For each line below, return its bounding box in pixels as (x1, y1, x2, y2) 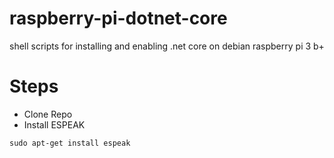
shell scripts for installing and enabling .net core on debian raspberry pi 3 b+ (9, 40, 325, 52)
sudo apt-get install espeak (9, 138, 131, 148)
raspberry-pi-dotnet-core (9, 7, 228, 30)
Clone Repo (23, 108, 73, 120)
